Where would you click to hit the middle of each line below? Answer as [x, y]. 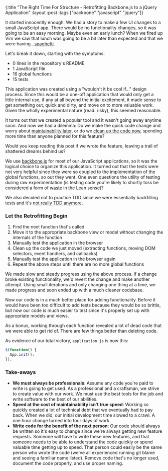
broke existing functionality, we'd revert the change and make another [78, 279]
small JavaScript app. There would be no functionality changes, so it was [81, 28]
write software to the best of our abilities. [55, 399]
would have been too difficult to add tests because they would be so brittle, [83, 305]
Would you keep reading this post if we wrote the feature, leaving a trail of [81, 146]
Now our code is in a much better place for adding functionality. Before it [80, 300]
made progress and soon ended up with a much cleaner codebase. [74, 290]
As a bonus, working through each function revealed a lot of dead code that [83, 326]
